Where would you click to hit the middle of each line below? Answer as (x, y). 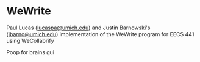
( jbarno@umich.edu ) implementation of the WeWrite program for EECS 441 (100, 34)
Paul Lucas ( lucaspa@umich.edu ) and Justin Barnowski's (78, 28)
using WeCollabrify (30, 40)
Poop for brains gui (30, 52)
